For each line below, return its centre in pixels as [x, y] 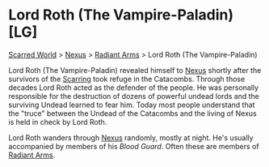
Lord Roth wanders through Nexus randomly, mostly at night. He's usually [131, 137]
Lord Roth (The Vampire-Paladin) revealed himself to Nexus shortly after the [135, 70]
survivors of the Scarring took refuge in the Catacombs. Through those [127, 79]
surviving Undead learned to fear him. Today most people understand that [132, 105]
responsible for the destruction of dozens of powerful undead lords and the [134, 96]
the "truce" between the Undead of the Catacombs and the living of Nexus [132, 113]
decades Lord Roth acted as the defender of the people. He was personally [134, 88]
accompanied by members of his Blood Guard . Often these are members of [134, 146]
